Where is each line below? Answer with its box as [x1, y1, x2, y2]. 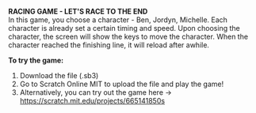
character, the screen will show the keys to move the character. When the [8, 32, 248, 41]
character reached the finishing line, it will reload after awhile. [8, 40, 210, 50]
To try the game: [8, 55, 64, 65]
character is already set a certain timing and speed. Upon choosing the [8, 24, 240, 32]
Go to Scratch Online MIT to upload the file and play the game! [19, 79, 224, 89]
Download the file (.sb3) [19, 71, 99, 80]
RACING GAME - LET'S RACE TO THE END [8, 7, 148, 16]
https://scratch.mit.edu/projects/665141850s [19, 96, 165, 105]
